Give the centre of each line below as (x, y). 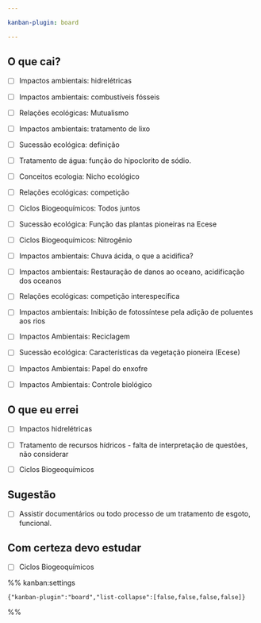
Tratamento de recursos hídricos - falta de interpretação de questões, (133, 445)
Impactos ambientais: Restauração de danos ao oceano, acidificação (132, 272)
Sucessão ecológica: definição (69, 145)
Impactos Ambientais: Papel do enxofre (83, 368)
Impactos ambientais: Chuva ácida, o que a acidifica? (106, 256)
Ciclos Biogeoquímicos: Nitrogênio (75, 240)
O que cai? (34, 62)
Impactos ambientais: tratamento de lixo (84, 129)
